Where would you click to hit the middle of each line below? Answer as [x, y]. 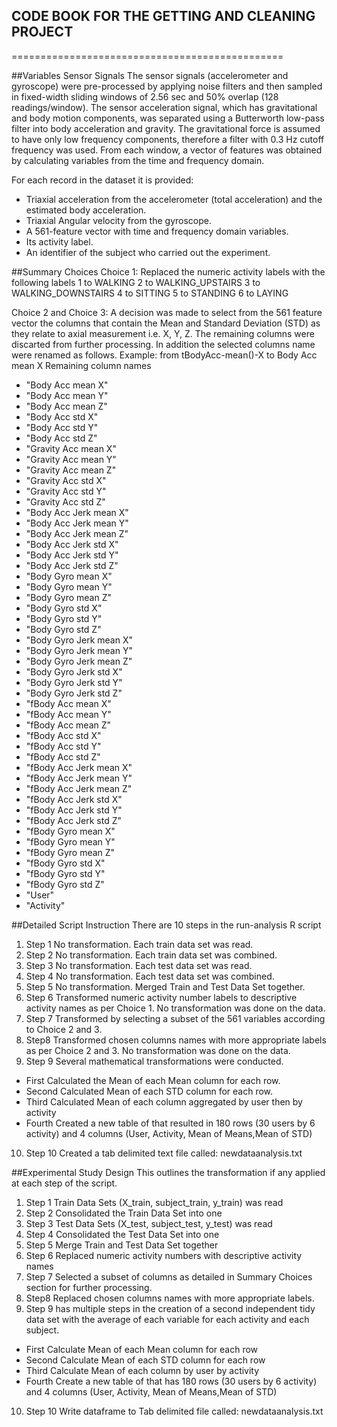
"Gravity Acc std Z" [65, 501]
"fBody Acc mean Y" [68, 714]
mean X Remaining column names [81, 365]
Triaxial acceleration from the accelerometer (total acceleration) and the [174, 199]
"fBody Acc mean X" [68, 703]
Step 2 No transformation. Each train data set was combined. [151, 955]
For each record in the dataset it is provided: [102, 180]
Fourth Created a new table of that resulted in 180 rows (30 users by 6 [170, 1123]
